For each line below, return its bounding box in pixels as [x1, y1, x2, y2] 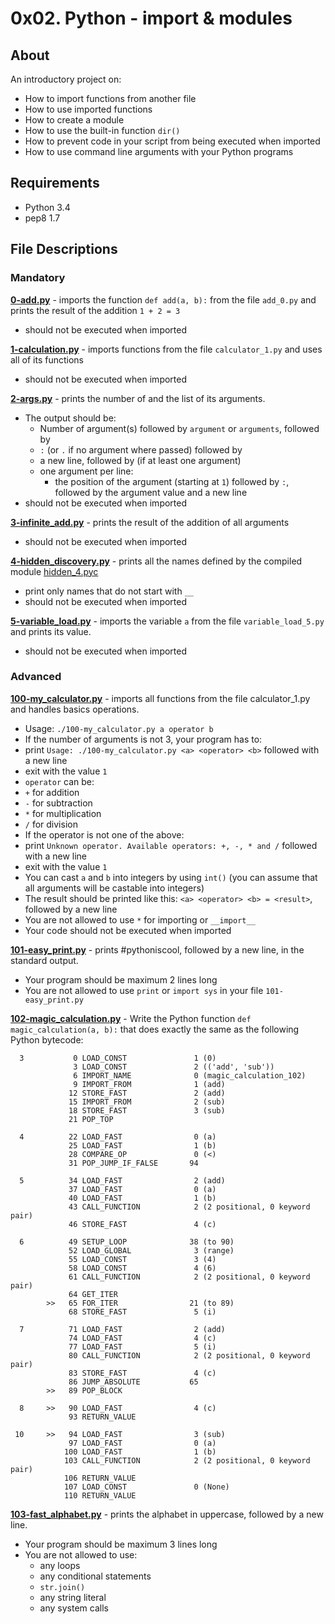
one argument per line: [39, 465, 134, 477]
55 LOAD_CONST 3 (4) [68, 1254, 217, 1264]
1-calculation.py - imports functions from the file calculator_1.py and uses [10, 343, 323, 355]
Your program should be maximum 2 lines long [24, 973, 218, 986]
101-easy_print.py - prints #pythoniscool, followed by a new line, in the [10, 943, 305, 956]
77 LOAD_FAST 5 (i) [68, 1342, 217, 1352]
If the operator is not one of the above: [24, 828, 185, 841]
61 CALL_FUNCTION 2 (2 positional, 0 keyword [68, 1272, 311, 1282]
